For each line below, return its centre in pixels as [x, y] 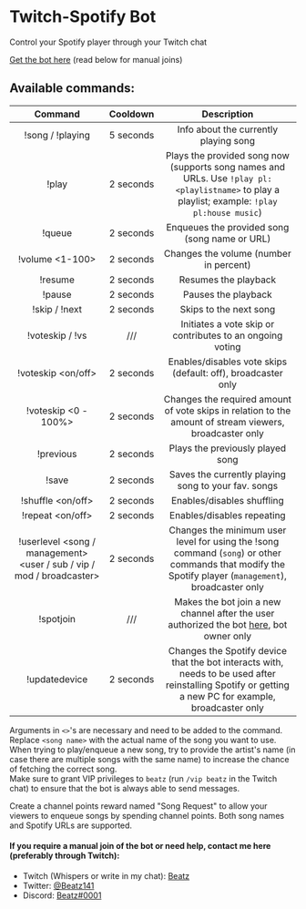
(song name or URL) [228, 239]
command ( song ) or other [228, 553]
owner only [228, 636]
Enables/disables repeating [228, 515]
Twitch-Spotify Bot [83, 17]
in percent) [228, 264]
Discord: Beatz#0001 [62, 895]
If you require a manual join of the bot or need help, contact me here [140, 846]
